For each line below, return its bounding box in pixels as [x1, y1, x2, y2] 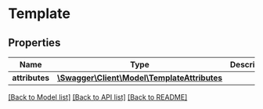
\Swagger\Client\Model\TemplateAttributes [57, 72, 223, 83]
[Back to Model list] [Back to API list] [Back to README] [8, 93, 188, 102]
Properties [8, 36, 61, 49]
